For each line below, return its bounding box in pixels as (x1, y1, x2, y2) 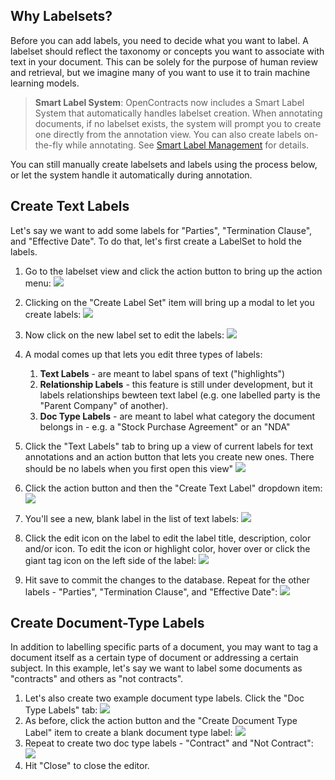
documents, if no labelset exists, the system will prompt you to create (34, 117, 322, 129)
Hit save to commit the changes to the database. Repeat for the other (24, 574, 310, 586)
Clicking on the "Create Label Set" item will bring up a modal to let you (24, 296, 315, 308)
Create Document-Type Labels (10, 615, 205, 632)
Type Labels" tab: (24, 704, 98, 716)
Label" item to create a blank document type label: (24, 727, 233, 739)
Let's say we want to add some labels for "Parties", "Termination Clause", (10, 224, 313, 236)
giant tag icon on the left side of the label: (24, 554, 197, 566)
